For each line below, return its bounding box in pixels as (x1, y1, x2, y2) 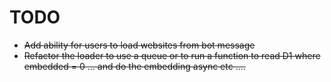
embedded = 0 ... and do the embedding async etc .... (23, 60, 246, 72)
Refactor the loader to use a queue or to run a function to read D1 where (23, 49, 321, 61)
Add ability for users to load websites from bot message (23, 39, 256, 51)
